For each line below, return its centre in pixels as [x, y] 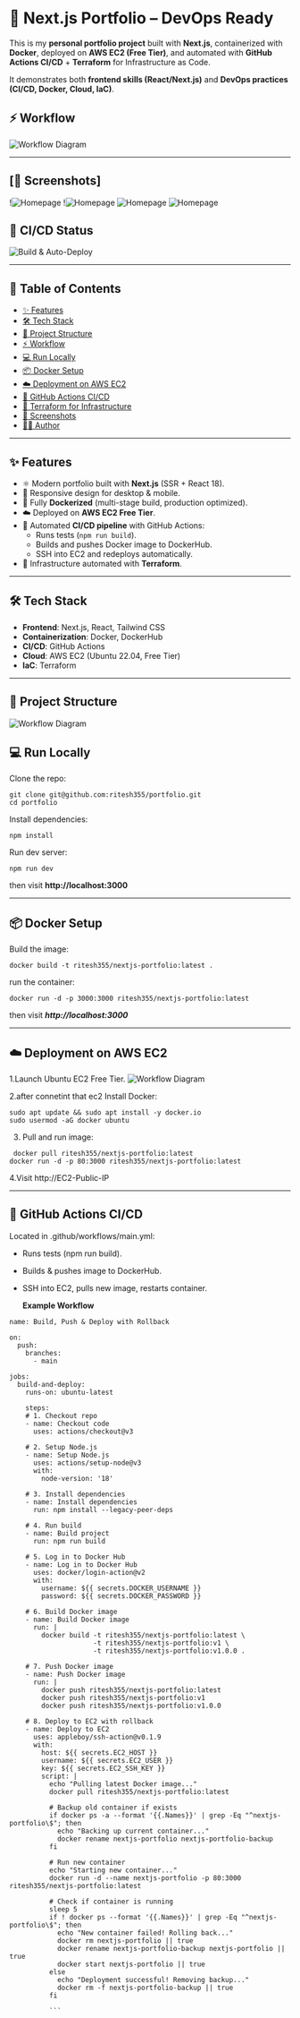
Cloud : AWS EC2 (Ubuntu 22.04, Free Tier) [101, 655]
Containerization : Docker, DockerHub [92, 637]
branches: [44, 1353]
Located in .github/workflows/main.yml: [82, 1236]
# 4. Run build [54, 1526]
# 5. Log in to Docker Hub [75, 1557]
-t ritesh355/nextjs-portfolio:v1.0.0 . [169, 1651]
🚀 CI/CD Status [51, 231]
